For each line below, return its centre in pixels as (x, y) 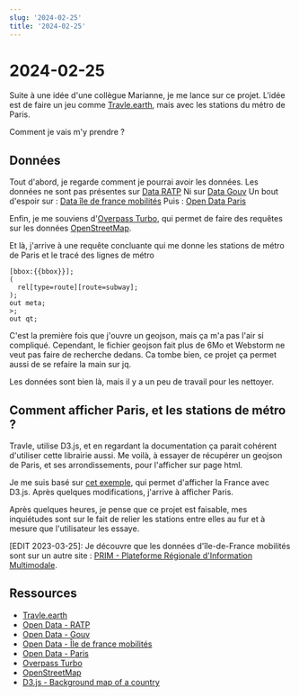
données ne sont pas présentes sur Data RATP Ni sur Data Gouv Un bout (144, 192)
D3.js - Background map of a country (91, 682)
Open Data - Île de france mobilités (87, 644)
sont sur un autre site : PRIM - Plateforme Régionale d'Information (131, 556)
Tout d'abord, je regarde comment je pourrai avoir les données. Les (134, 182)
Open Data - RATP (56, 624)
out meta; (28, 303)
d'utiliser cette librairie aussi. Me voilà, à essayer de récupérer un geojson (146, 456)
